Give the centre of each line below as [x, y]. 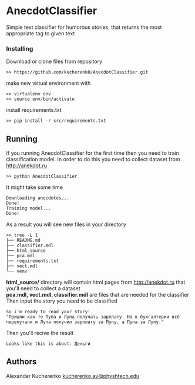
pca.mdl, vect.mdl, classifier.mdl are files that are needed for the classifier [98, 295]
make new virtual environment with [48, 83]
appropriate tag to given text [41, 33]
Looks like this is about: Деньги [48, 344]
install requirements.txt [34, 110]
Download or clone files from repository [54, 62]
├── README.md [23, 240]
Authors [21, 362]
